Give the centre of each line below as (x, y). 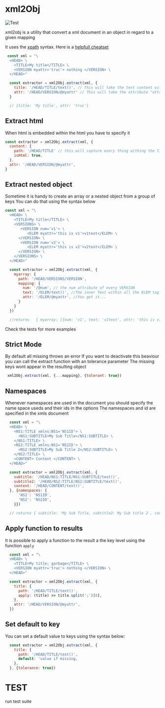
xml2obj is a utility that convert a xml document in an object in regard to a (79, 32)
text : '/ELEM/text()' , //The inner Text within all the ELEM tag (91, 293)
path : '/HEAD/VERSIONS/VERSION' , (52, 279)
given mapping (20, 37)
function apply (20, 545)
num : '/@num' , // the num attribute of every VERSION (79, 288)
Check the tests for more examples (41, 329)
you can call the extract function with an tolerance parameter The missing (80, 362)
